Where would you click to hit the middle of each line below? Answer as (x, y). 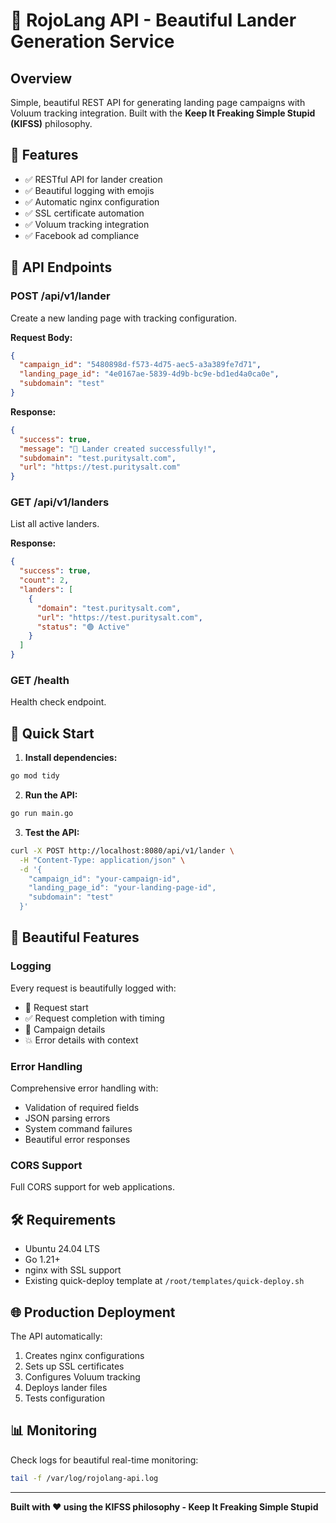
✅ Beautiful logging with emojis (89, 190)
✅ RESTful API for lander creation (93, 179)
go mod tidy (35, 776)
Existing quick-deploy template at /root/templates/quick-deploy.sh (164, 1281)
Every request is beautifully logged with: (93, 988)
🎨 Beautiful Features (75, 937)
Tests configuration (64, 1398)
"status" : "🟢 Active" (83, 627)
